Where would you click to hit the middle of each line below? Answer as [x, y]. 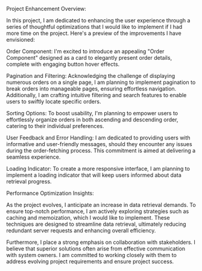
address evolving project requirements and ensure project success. [90, 261]
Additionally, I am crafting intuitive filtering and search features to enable [96, 95]
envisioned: [21, 40]
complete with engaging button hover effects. [63, 64]
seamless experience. [33, 157]
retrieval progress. [29, 181]
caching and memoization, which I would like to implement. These [88, 218]
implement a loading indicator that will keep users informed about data [94, 175]
